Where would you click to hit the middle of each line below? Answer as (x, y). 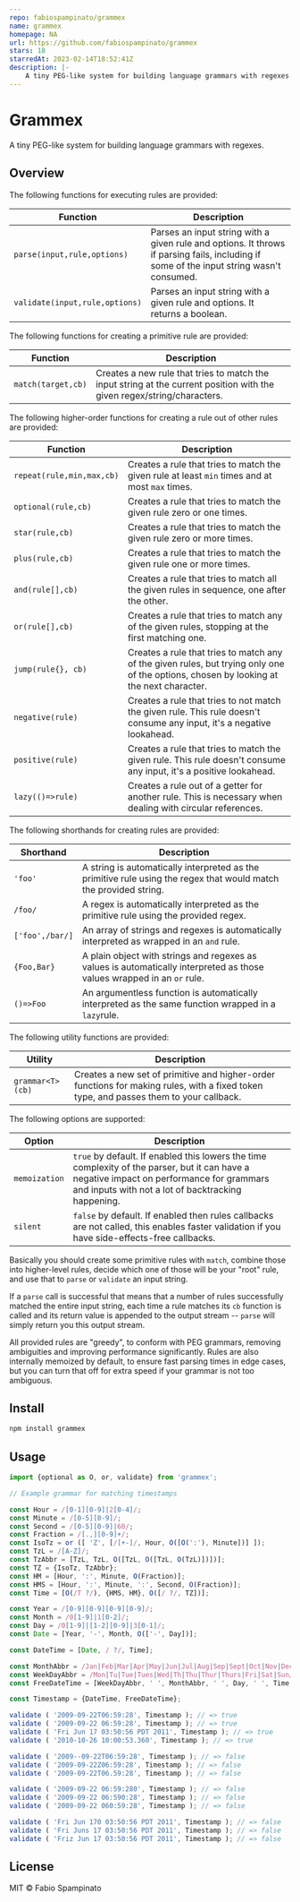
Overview (37, 173)
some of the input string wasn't (216, 265)
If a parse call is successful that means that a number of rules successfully (146, 1296)
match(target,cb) (50, 384)
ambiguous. (31, 1380)
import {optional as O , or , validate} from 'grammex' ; (113, 1478)
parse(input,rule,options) (71, 254)
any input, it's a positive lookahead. (202, 771)
